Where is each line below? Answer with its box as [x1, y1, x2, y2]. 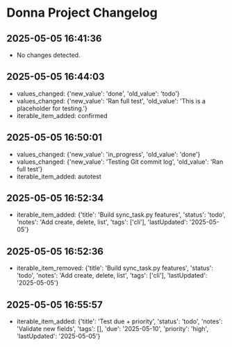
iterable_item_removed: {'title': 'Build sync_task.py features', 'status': [16, 264, 213, 272]
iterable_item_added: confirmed [16, 111, 108, 119]
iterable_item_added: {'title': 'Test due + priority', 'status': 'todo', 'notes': [16, 317, 223, 325]
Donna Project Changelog [6, 5, 158, 21]
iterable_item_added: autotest [16, 172, 101, 180]
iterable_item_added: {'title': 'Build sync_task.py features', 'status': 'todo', [16, 210, 226, 219]
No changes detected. [16, 51, 81, 59]
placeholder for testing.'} [16, 104, 88, 112]
